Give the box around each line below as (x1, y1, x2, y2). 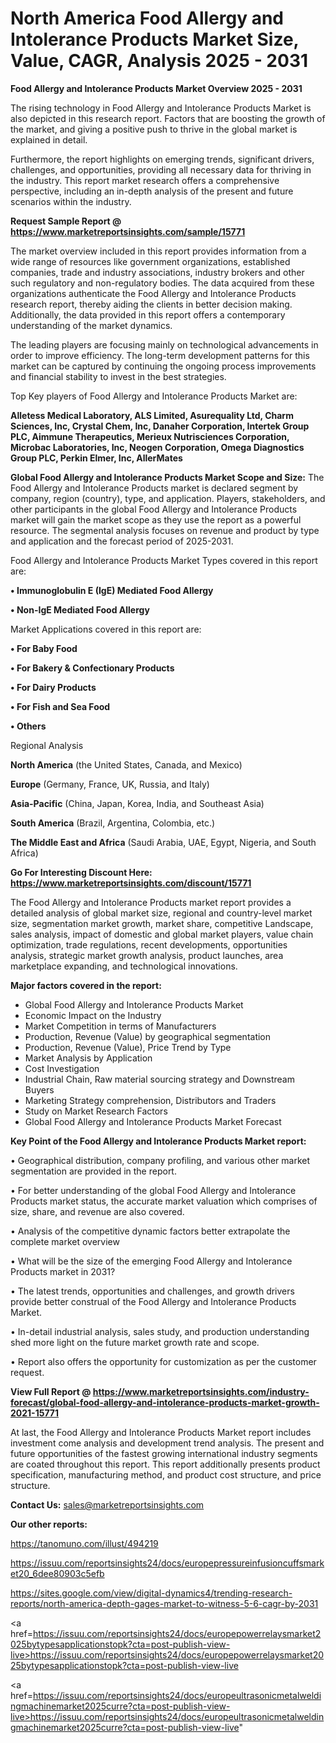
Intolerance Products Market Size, (10, 28, 300, 51)
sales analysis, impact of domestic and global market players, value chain (10, 928, 314, 940)
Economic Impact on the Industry (24, 1009, 162, 1021)
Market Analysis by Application (24, 1052, 153, 1064)
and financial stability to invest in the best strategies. (10, 370, 227, 382)
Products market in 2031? (10, 1265, 116, 1277)
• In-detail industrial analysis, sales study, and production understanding (10, 1325, 310, 1337)
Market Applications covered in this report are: (10, 623, 202, 635)
